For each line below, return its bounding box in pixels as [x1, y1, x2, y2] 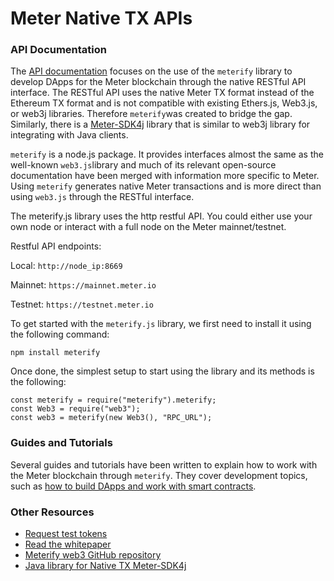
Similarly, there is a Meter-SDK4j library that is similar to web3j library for [10, 118, 311, 131]
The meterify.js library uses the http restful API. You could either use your [10, 210, 313, 222]
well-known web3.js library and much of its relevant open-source [10, 159, 277, 171]
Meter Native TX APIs [10, 7, 193, 30]
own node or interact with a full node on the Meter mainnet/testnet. [10, 221, 287, 233]
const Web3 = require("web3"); [10, 404, 141, 414]
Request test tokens [24, 528, 108, 540]
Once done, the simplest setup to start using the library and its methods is [10, 365, 315, 377]
